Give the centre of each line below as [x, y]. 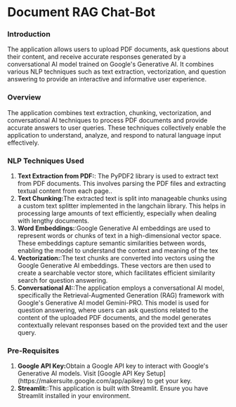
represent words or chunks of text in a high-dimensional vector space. [119, 236]
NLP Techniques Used [46, 161]
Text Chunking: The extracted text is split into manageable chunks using [122, 199]
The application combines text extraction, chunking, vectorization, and [109, 112]
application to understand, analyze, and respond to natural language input [114, 135]
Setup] [156, 373]
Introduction [29, 34]
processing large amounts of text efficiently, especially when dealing [117, 213]
